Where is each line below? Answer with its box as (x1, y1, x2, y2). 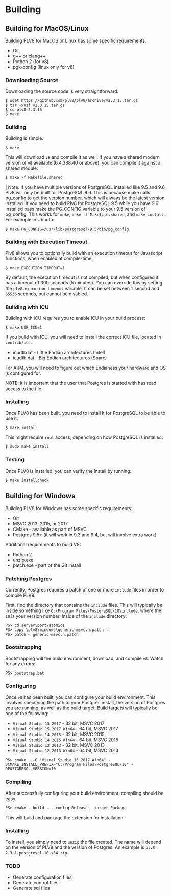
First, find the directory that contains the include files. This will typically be (5, 602, 163, 608)
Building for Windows (5, 492, 76, 500)
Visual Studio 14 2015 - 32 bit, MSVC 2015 (12, 731, 105, 738)
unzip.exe (12, 557, 34, 563)
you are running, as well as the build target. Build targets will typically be (5, 705, 158, 711)
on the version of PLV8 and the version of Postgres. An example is (5, 844, 144, 850)
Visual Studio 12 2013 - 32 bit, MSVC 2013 (12, 742, 105, 748)
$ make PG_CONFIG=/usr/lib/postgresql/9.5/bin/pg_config (5, 227, 129, 232)
